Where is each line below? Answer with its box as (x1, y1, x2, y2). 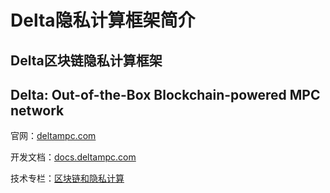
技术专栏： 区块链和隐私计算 (10, 172, 125, 185)
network (10, 102, 65, 119)
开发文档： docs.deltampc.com (10, 151, 137, 163)
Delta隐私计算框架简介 (10, 9, 196, 32)
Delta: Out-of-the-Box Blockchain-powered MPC (10, 86, 321, 103)
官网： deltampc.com (10, 130, 97, 142)
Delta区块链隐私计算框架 (10, 52, 163, 69)
